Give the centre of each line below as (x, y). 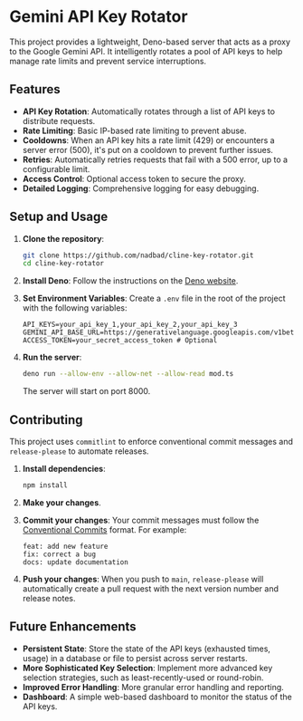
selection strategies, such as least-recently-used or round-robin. (143, 678)
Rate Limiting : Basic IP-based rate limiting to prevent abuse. (134, 130)
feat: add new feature (65, 546)
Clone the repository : (63, 238)
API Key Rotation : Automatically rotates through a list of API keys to (149, 111)
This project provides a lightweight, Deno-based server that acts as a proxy (150, 42)
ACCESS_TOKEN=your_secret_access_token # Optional (120, 341)
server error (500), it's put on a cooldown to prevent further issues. (148, 149)
